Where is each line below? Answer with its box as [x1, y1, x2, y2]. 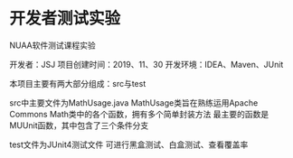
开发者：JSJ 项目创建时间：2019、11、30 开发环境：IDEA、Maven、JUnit [9, 59, 284, 70]
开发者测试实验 [9, 8, 121, 29]
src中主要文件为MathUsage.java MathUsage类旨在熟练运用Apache [9, 97, 259, 108]
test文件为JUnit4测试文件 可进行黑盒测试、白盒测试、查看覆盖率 [9, 139, 249, 150]
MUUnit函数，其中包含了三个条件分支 [9, 119, 149, 131]
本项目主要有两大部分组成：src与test [9, 78, 146, 88]
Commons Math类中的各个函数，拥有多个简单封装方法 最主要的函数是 [9, 108, 269, 119]
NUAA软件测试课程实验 [9, 40, 97, 51]
